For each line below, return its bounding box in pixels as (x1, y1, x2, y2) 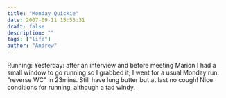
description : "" (7, 29, 54, 37)
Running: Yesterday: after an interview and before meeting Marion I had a (7, 61, 216, 69)
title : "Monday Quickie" (7, 10, 79, 17)
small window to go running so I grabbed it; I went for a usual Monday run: (7, 68, 220, 77)
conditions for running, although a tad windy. (7, 84, 135, 91)
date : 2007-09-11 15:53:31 (7, 17, 85, 23)
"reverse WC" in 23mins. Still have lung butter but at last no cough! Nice (7, 76, 214, 84)
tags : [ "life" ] (7, 36, 51, 43)
